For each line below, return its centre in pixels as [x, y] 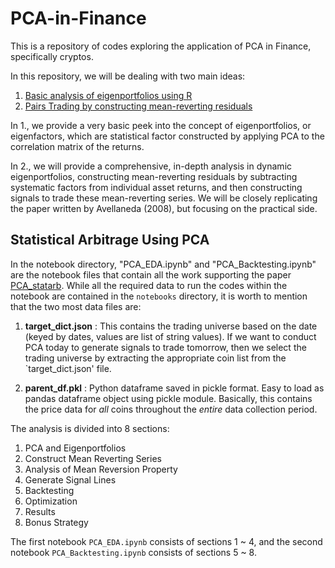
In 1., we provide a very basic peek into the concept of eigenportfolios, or [161, 125]
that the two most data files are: [76, 306]
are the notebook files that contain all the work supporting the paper [151, 274]
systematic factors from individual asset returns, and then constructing [156, 187]
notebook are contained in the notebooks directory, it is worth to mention [159, 296]
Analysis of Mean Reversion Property [101, 469]
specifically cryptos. [52, 56]
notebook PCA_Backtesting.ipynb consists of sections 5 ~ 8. [134, 552]
